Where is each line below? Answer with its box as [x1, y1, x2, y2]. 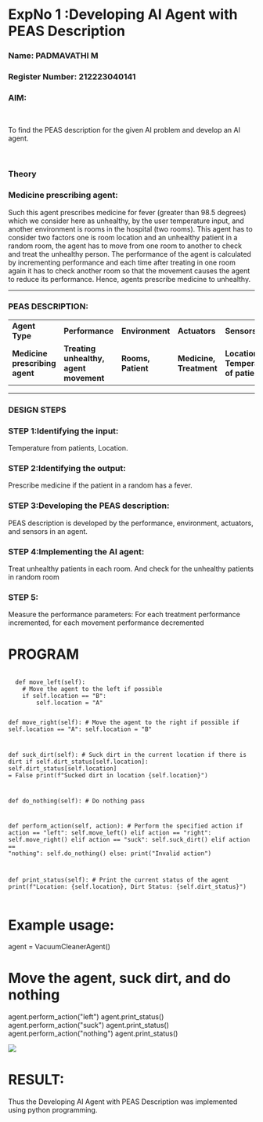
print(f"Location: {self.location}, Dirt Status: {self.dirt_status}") [8, 883, 247, 891]
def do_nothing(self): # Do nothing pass [8, 797, 146, 805]
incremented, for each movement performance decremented [8, 618, 204, 627]
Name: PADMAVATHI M [8, 50, 99, 61]
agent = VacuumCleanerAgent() [8, 942, 111, 952]
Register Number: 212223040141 [8, 71, 136, 82]
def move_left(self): [15, 678, 86, 686]
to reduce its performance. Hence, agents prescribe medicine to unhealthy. [8, 274, 251, 283]
